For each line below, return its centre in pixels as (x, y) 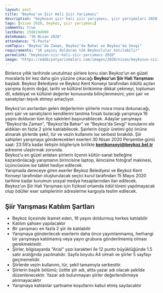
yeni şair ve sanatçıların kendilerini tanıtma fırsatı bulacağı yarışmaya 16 (76, 114)
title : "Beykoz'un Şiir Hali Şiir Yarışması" (52, 14)
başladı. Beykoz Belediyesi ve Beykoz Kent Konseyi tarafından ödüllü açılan (80, 84)
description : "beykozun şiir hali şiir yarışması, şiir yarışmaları (76, 18)
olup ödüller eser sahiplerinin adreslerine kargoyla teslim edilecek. (71, 191)
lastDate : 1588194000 (27, 32)
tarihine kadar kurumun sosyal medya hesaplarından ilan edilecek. (71, 181)
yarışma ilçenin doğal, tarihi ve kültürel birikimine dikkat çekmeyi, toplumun (80, 89)
